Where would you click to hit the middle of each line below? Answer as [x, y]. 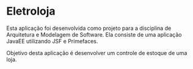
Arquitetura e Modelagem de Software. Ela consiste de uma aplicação [94, 34]
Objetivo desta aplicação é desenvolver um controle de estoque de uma [97, 53]
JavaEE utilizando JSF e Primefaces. [52, 41]
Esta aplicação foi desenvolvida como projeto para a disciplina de [89, 28]
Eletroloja [31, 11]
